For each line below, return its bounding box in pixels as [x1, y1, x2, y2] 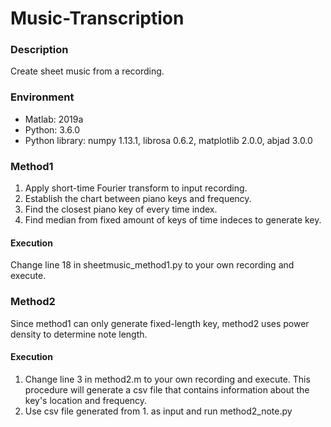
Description [10, 43, 69, 57]
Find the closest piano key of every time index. [24, 203, 218, 216]
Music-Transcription [10, 7, 185, 30]
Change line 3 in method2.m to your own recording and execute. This [24, 373, 311, 385]
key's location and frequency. [24, 394, 148, 406]
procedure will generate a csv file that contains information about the [24, 383, 310, 396]
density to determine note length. [10, 328, 148, 340]
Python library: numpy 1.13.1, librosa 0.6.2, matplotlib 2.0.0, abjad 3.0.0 [24, 134, 313, 146]
